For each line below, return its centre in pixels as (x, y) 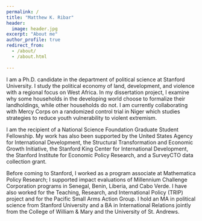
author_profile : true (33, 40)
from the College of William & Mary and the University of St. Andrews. (93, 211)
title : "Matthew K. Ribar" (40, 17)
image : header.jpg (35, 29)
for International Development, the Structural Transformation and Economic (100, 142)
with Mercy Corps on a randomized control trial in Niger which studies (93, 111)
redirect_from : (25, 46)
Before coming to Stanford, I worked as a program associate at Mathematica (101, 173)
